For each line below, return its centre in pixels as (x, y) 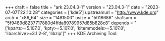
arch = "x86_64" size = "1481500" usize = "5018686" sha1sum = (71, 18)
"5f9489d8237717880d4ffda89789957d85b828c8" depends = (69, 23)
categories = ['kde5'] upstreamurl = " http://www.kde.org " (100, 12)
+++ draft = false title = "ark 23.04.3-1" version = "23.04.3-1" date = (75, 7)
